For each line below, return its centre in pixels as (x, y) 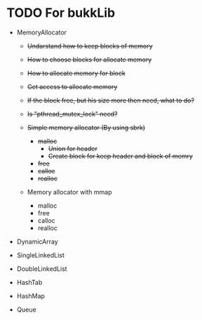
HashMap (31, 295)
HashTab (29, 282)
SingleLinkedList (40, 255)
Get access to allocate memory (72, 86)
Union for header (73, 148)
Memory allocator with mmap (70, 192)
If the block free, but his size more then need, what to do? (110, 100)
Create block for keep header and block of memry (121, 156)
